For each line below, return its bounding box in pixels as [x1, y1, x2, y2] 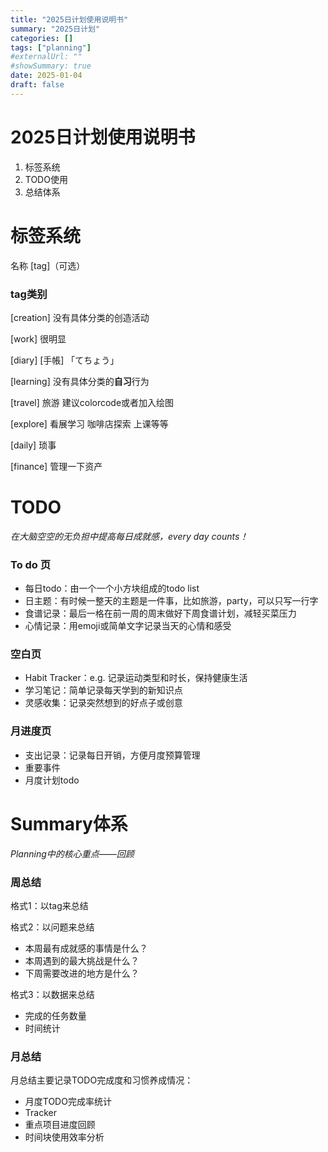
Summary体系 [10, 812, 128, 835]
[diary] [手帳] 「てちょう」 [10, 354, 120, 366]
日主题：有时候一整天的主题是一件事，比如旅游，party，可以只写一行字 [24, 595, 319, 607]
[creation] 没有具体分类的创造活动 [10, 311, 150, 323]
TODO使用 [24, 173, 68, 185]
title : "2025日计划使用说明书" [10, 14, 129, 25]
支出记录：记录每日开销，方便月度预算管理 [24, 749, 201, 761]
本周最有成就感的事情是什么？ [24, 942, 148, 954]
